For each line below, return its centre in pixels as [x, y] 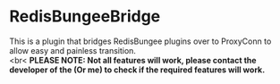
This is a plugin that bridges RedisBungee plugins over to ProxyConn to [140, 41]
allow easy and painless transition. [73, 50]
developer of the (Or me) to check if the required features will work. [137, 70]
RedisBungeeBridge [85, 17]
